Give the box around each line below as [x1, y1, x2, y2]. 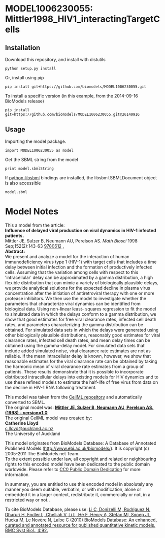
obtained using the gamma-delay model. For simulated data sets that [5, 342, 145, 348]
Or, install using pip [5, 75, 44, 80]
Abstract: [5, 248, 25, 254]
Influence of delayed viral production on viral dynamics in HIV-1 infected [5, 227, 156, 233]
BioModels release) [5, 98, 44, 104]
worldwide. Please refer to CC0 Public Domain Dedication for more [5, 466, 141, 472]
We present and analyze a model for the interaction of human [5, 253, 130, 259]
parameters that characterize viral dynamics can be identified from [5, 301, 141, 306]
